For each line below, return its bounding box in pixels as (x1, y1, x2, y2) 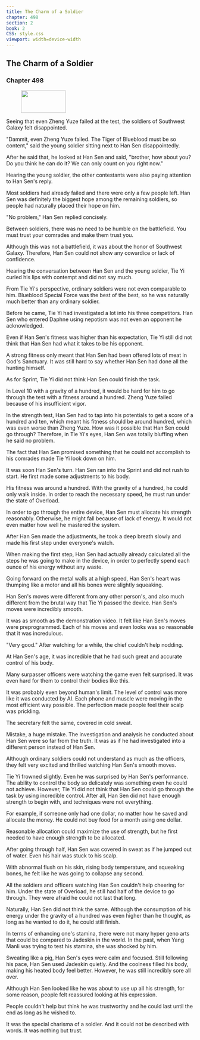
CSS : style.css (6, 31, 44, 37)
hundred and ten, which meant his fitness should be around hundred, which (6, 418, 192, 425)
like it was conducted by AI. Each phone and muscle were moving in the (6, 695, 183, 702)
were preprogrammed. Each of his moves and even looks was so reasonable (6, 623, 193, 630)
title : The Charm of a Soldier (6, 8, 84, 15)
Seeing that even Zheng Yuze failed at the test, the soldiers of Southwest (6, 118, 185, 125)
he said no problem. (6, 437, 55, 444)
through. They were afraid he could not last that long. (6, 894, 137, 901)
